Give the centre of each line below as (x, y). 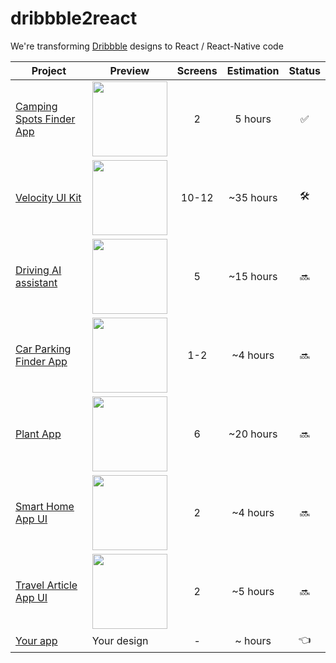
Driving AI (38, 270)
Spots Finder (45, 119)
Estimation (253, 70)
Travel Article (46, 585)
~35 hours (253, 197)
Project (49, 70)
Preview (129, 70)
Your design (120, 641)
